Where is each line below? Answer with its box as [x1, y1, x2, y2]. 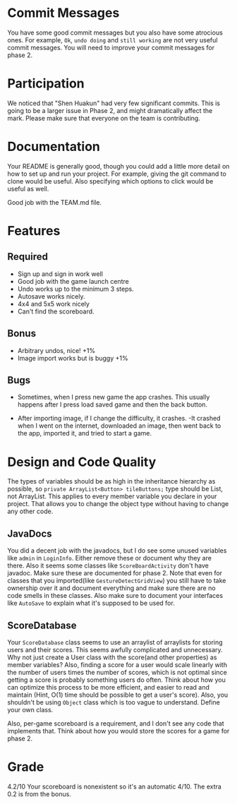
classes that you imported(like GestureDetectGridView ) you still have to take [7, 577, 226, 585]
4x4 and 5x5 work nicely [17, 299, 90, 308]
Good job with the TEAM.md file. [7, 198, 102, 206]
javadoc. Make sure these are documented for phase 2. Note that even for [7, 569, 223, 577]
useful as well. [7, 184, 49, 193]
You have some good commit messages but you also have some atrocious [7, 28, 224, 37]
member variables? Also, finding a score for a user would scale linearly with [7, 661, 228, 668]
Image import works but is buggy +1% [17, 354, 128, 362]
